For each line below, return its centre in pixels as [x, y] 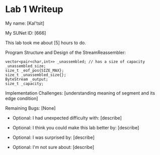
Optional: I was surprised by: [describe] [53, 137]
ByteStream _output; [27, 79]
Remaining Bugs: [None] [30, 108]
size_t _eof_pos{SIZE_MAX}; [35, 70]
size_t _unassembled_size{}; [36, 75]
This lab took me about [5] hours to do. [46, 43]
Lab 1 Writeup [34, 9]
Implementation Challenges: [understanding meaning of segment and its [80, 93]
